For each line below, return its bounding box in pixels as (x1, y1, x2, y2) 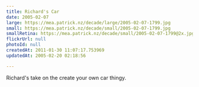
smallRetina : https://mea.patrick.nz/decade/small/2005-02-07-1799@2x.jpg (6, 31, 195, 37)
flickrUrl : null (6, 36, 46, 42)
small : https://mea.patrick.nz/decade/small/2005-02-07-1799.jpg (6, 25, 171, 31)
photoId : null (6, 42, 41, 48)
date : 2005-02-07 (6, 14, 49, 20)
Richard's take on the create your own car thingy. (6, 74, 126, 81)
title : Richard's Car (6, 8, 60, 15)
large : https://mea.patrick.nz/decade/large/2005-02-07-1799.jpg (6, 20, 171, 25)
